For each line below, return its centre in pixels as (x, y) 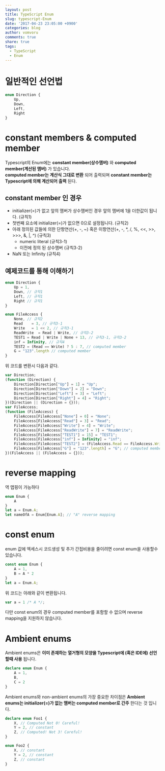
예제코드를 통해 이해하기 (39, 271)
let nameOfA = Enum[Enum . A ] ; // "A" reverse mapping (60, 515)
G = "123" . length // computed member (53, 351)
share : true (17, 42)
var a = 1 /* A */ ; (25, 602)
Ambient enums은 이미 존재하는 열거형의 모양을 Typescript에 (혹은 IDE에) (77, 653)
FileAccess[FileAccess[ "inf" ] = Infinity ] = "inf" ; (68, 440)
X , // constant (29, 750)
